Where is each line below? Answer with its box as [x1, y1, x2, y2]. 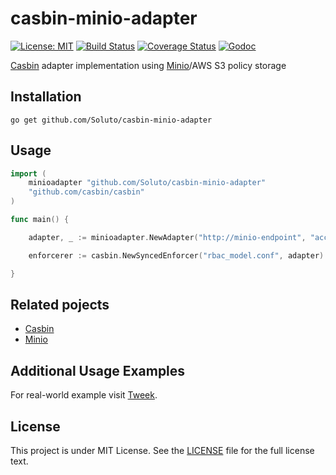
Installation [10, 88, 82, 106]
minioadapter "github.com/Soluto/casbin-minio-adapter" [28, 178, 267, 188]
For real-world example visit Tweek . [10, 389, 158, 401]
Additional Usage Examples [10, 362, 186, 379]
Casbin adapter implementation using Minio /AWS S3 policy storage [10, 59, 287, 71]
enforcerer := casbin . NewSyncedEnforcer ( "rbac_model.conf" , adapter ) [28, 250, 325, 261]
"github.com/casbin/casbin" [28, 187, 145, 197]
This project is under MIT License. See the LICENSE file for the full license [10, 445, 315, 456]
